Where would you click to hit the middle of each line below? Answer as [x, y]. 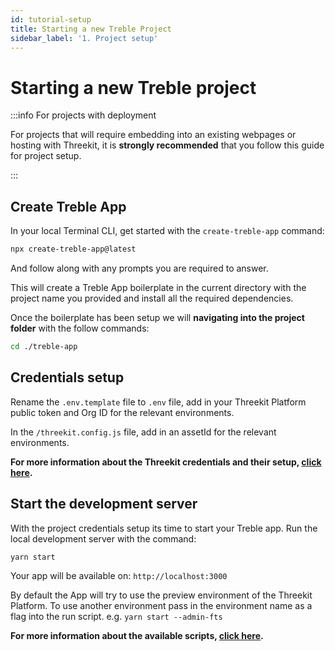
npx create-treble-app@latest [73, 249]
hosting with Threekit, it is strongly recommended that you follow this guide [167, 145]
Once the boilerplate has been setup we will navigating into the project [157, 317]
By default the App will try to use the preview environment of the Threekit [161, 595]
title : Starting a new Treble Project [91, 29]
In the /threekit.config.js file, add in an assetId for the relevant [143, 432]
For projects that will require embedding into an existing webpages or [153, 135]
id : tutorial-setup [51, 19]
